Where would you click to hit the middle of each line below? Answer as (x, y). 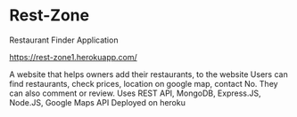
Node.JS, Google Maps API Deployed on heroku (97, 102)
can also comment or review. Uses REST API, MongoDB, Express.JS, (135, 93)
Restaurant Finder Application (64, 40)
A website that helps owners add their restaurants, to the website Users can (148, 74)
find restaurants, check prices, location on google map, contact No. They (144, 83)
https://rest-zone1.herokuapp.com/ (74, 57)
